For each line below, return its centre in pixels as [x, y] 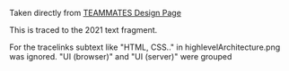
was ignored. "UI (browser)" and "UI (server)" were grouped [121, 56]
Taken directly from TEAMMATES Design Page [96, 13]
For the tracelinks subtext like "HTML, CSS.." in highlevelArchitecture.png [145, 47]
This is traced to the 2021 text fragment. [83, 30]
